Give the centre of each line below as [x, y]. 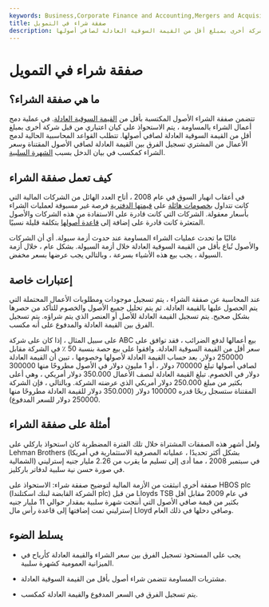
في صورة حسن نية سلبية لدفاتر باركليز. [67, 469]
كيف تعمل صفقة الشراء [61, 178]
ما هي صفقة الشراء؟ [54, 99]
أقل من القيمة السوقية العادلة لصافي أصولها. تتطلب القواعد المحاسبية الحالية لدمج [131, 136]
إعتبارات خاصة [41, 280]
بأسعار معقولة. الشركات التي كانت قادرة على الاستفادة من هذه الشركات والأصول [129, 214]
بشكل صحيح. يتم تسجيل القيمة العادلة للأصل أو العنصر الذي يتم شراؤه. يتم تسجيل [129, 316]
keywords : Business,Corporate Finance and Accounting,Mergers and [122, 16]
